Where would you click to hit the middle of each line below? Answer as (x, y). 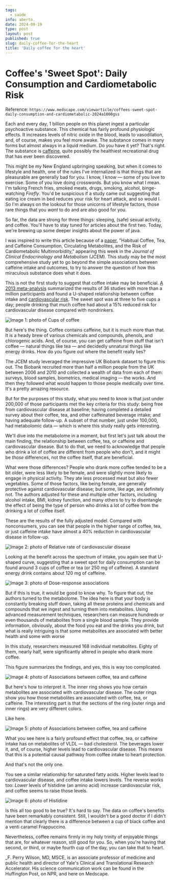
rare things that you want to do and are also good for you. (66, 210)
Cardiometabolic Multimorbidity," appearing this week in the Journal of (80, 251)
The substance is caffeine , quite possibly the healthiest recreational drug (82, 151)
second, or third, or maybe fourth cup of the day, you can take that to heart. (85, 847)
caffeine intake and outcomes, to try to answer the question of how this (80, 267)
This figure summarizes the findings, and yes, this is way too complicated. (83, 667)
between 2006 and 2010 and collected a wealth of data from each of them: (84, 372)
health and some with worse (35, 636)
